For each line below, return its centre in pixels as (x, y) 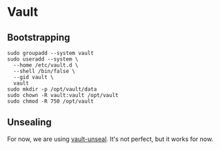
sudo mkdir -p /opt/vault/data (52, 89)
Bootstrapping (39, 37)
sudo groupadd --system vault (51, 53)
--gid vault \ (33, 77)
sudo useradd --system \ (43, 59)
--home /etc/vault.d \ (46, 65)
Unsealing (29, 122)
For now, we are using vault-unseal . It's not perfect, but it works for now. (110, 139)
